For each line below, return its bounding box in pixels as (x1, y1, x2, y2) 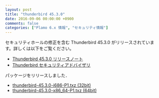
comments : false (5, 21, 39, 26)
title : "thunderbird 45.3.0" (5, 12, 65, 17)
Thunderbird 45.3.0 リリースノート (12, 56, 83, 62)
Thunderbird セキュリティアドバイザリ (12, 62, 91, 68)
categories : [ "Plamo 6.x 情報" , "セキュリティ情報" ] (5, 25, 109, 30)
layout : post (5, 7, 32, 12)
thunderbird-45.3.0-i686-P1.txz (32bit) (12, 82, 91, 88)
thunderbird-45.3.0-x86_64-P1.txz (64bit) (12, 88, 97, 94)
